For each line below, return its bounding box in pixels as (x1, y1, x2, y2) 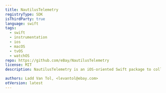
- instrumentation (9, 35, 48, 40)
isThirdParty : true (5, 16, 45, 21)
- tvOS (9, 48, 23, 53)
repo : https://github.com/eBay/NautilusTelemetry (5, 58, 110, 63)
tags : (5, 26, 16, 31)
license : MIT (5, 62, 32, 67)
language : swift (5, 21, 39, 26)
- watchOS (9, 53, 30, 58)
